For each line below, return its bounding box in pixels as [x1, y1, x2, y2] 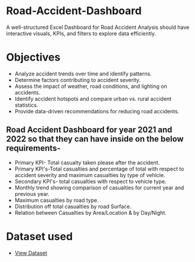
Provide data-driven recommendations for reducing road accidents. [14, 107, 180, 114]
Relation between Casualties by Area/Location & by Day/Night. [14, 209, 167, 216]
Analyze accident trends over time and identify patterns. [14, 70, 152, 77]
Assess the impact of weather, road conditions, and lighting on [14, 83, 167, 90]
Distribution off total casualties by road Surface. [14, 202, 132, 210]
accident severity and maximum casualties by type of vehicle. [14, 171, 165, 178]
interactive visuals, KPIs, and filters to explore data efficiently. [6, 30, 157, 37]
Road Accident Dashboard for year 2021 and [6, 125, 173, 135]
